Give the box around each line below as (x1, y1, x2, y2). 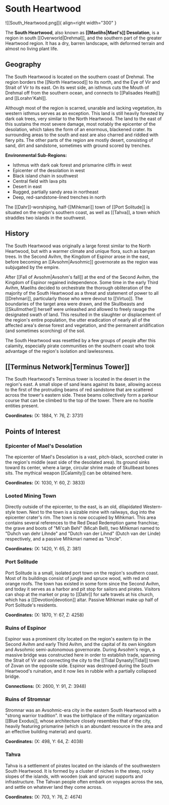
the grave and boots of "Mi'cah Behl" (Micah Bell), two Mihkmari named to (5, 525, 160, 531)
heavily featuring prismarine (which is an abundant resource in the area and (5, 723, 163, 729)
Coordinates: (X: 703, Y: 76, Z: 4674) (5, 793, 82, 800)
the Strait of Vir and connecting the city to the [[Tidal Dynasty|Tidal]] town (5, 657, 160, 663)
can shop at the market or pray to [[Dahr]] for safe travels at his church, (5, 591, 154, 597)
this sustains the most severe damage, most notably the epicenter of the (5, 121, 156, 127)
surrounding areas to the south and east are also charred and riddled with (5, 132, 159, 138)
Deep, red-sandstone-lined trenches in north (12, 194, 106, 200)
